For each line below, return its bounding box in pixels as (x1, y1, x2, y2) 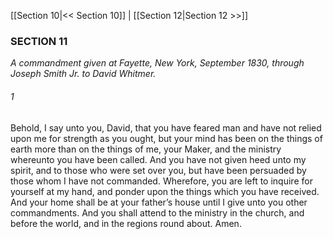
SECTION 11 (10, 34, 68, 48)
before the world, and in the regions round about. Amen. (10, 217, 242, 229)
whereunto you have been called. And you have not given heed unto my (10, 153, 307, 165)
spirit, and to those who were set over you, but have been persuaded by (10, 164, 307, 176)
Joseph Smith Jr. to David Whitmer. (10, 68, 157, 80)
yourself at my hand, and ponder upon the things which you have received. (10, 185, 320, 197)
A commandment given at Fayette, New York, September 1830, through (10, 57, 305, 69)
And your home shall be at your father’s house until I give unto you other (10, 196, 308, 208)
